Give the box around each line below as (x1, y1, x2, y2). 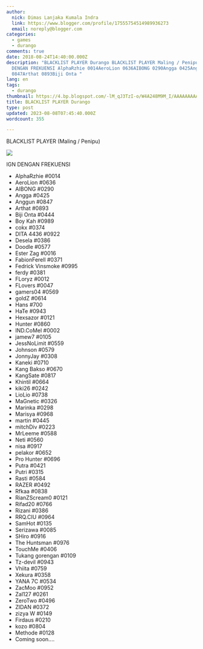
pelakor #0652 (14, 449, 52, 456)
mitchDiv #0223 (14, 423, 56, 430)
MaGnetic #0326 (14, 398, 57, 405)
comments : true (6, 48, 45, 54)
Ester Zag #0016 (14, 249, 56, 257)
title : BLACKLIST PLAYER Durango (6, 99, 91, 105)
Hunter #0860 (14, 320, 51, 328)
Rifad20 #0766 (14, 501, 53, 508)
